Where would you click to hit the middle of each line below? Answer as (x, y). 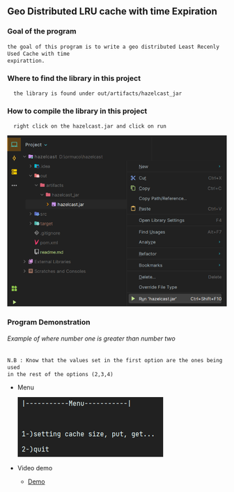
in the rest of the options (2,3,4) (60, 374)
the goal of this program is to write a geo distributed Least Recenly (113, 47)
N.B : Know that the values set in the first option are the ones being (115, 360)
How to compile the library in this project (77, 111)
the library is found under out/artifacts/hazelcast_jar (98, 94)
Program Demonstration (49, 322)
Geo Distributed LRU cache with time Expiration (112, 12)
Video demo (35, 468)
